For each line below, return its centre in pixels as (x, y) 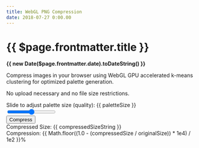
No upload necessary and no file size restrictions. (68, 93)
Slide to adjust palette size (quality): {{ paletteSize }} (71, 105)
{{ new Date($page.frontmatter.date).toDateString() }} (76, 64)
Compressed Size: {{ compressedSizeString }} (64, 127)
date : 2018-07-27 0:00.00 (39, 17)
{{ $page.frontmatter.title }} (78, 47)
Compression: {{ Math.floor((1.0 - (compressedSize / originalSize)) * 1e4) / (99, 134)
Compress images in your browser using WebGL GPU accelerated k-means (100, 75)
